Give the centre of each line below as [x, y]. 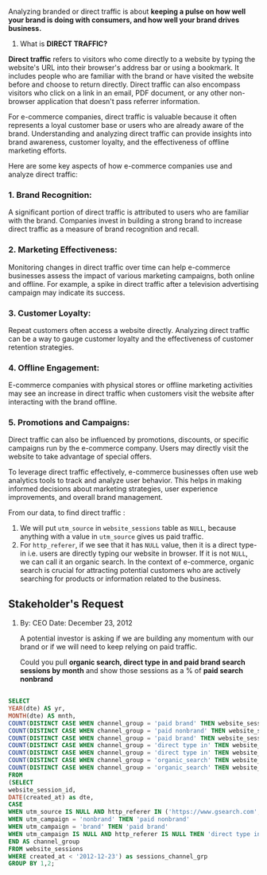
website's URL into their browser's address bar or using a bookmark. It [124, 68]
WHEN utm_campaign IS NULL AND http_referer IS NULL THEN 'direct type [129, 834]
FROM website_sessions [46, 849]
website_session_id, [43, 790]
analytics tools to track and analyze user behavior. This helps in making [125, 481]
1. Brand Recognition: [50, 195]
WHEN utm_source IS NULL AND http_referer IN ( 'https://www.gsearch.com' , [135, 812]
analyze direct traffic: [43, 174]
